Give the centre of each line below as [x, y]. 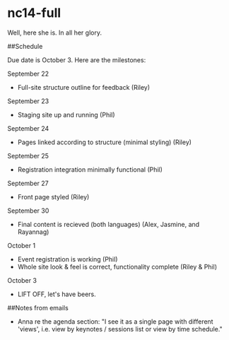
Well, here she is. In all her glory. [55, 33]
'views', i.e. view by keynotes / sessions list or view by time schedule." [120, 329]
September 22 [28, 74]
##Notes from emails [38, 307]
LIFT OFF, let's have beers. [57, 294]
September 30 [28, 211]
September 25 [28, 156]
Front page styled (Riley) [53, 197]
